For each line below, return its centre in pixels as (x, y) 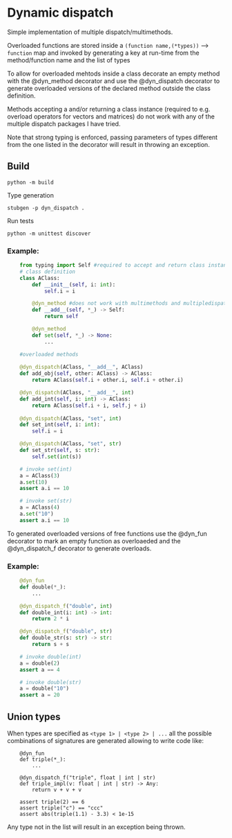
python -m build (30, 182)
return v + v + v (57, 790)
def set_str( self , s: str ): (60, 451)
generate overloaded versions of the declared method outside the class (109, 88)
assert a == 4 (40, 670)
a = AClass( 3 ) (40, 475)
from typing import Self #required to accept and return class (113, 265)
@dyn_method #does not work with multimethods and (106, 304)
